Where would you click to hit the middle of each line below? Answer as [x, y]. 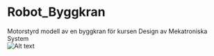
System [18, 38]
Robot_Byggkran [56, 12]
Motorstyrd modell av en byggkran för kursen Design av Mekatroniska [107, 31]
